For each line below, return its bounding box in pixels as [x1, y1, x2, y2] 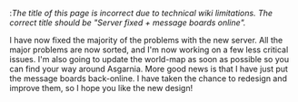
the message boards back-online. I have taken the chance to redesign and [9, 73, 288, 84]
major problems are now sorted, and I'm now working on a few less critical [9, 44, 289, 55]
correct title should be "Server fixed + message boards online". [9, 17, 246, 28]
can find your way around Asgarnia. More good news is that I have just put [9, 63, 289, 74]
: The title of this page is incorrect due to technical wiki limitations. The [9, 8, 273, 18]
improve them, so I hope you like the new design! [9, 83, 194, 93]
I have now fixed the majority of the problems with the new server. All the [9, 35, 283, 45]
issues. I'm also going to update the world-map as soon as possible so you [9, 54, 289, 64]
